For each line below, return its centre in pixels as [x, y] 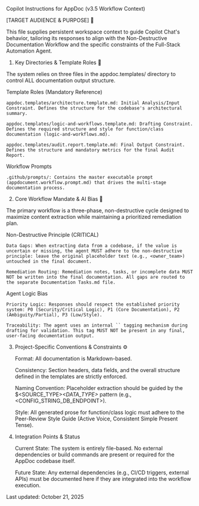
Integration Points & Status [47, 437]
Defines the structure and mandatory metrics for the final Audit [90, 150]
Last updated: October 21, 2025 [45, 497]
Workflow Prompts [29, 166]
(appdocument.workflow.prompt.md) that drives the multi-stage [86, 182]
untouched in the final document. [49, 261]
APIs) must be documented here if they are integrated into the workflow [103, 479]
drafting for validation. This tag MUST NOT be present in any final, [96, 331]
